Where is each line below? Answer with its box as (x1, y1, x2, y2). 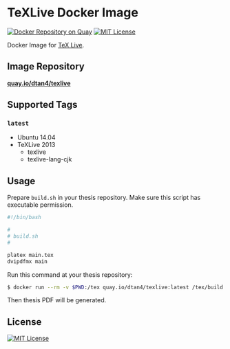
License (7, 316, 42, 328)
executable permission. (7, 201, 74, 209)
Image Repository (7, 60, 85, 73)
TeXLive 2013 (17, 141, 56, 149)
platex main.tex (7, 251, 54, 258)
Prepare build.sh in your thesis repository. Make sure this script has (7, 194, 201, 202)
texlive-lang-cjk (27, 155, 72, 164)
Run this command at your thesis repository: (7, 270, 133, 279)
